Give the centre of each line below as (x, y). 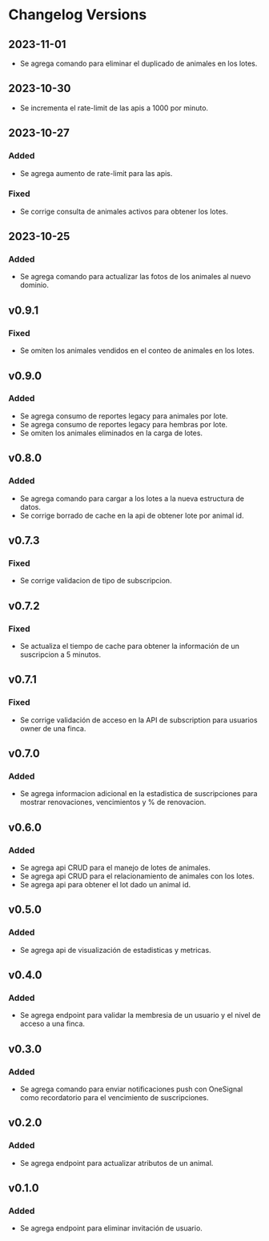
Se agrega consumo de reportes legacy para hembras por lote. (124, 424)
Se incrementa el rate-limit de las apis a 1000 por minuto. (114, 108)
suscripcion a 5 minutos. (60, 655)
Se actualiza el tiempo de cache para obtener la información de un (130, 646)
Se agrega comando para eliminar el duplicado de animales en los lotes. (139, 63)
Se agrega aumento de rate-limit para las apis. (96, 173)
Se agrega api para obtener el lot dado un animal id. (105, 884)
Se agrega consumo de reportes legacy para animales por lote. (124, 416)
